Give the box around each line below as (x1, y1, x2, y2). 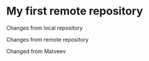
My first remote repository (6, 4, 144, 18)
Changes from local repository (6, 24, 83, 31)
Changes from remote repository (6, 36, 89, 43)
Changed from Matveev (6, 47, 66, 55)
